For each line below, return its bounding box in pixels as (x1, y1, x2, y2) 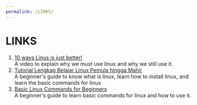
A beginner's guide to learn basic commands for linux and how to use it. (14, 91, 192, 98)
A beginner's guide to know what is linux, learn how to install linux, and (14, 72, 189, 80)
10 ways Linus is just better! (14, 54, 83, 61)
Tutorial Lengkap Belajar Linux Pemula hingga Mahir (14, 66, 143, 74)
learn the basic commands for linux (14, 79, 101, 86)
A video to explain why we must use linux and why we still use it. (14, 60, 174, 67)
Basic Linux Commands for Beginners (14, 85, 107, 93)
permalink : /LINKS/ (5, 8, 54, 15)
